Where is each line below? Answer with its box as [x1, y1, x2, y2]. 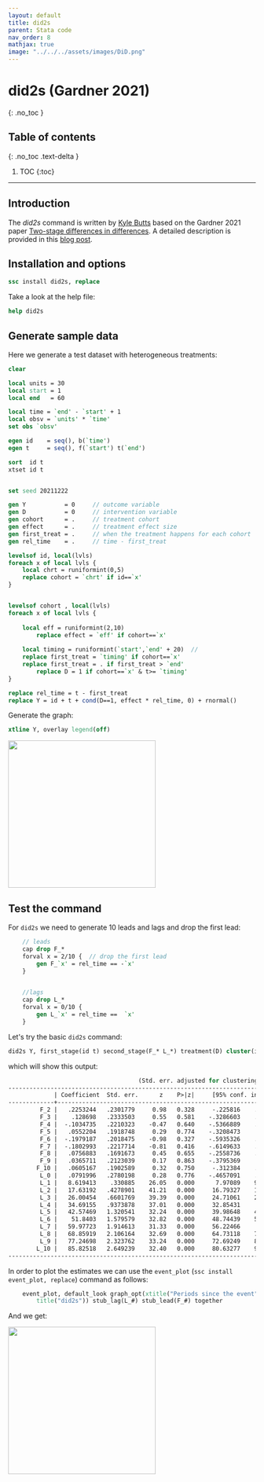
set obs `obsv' [8, 423, 58, 431]
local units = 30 [8, 379, 65, 387]
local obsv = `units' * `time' [8, 416, 111, 424]
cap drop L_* [22, 996, 65, 1004]
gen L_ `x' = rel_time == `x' [36, 1011, 135, 1018]
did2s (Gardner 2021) [8, 82, 150, 100]
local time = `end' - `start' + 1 [8, 408, 122, 416]
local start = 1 [8, 387, 61, 394]
